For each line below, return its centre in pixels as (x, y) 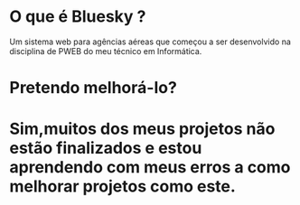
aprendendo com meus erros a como (150, 168)
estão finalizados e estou (106, 149)
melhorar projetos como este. (123, 186)
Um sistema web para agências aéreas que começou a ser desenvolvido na (150, 42)
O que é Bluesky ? (78, 17)
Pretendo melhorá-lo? (94, 88)
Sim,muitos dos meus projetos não (142, 129)
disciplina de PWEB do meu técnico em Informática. (106, 51)
